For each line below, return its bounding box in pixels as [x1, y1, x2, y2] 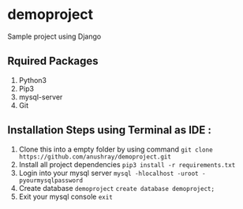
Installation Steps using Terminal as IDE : [7, 124, 212, 137]
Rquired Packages [7, 54, 99, 68]
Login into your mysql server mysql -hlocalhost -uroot [18, 168, 199, 177]
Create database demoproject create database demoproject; [18, 183, 215, 192]
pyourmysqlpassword [18, 176, 84, 185]
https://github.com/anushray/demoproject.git [18, 152, 171, 161]
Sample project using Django [7, 32, 102, 41]
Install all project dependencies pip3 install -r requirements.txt [18, 159, 236, 169]
